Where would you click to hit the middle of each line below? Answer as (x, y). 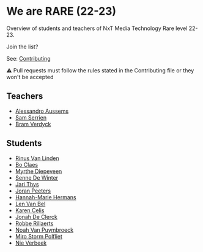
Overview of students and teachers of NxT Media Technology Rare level (97, 28)
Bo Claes (27, 164)
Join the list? (22, 47)
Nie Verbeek (31, 243)
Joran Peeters (33, 191)
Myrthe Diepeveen (39, 171)
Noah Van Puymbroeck (44, 230)
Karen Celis (30, 210)
